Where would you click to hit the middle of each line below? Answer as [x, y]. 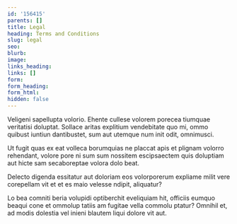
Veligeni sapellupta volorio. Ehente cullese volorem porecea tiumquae [109, 119]
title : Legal [27, 27]
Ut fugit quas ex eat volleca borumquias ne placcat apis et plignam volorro [116, 148]
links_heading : [30, 66]
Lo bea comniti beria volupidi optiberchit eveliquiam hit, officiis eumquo [111, 198]
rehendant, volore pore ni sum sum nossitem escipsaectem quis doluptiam [116, 155]
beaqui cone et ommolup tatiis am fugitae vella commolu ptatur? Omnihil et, [117, 205]
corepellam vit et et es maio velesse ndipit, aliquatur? [85, 184]
